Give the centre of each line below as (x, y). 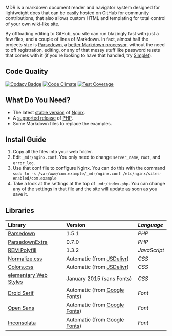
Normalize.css (25, 259)
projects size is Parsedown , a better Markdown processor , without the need (85, 45)
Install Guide (26, 140)
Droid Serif (21, 293)
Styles (15, 282)
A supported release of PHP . (43, 118)
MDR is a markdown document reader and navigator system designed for (83, 7)
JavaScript (151, 250)
